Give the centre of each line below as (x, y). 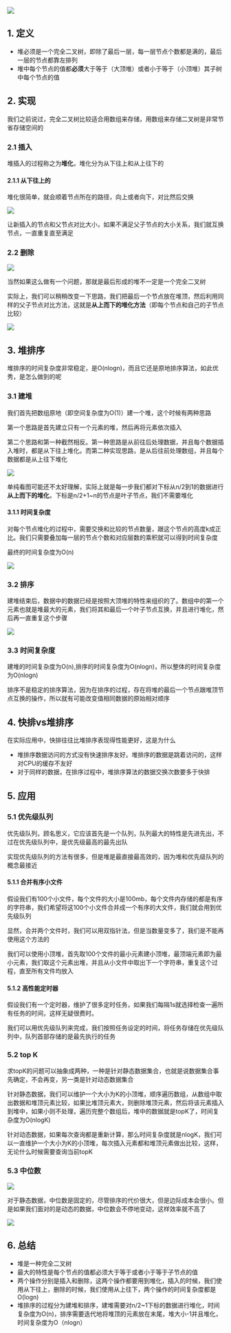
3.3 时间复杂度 (31, 650)
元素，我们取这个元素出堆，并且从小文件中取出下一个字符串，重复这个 (112, 963)
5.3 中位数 (24, 1171)
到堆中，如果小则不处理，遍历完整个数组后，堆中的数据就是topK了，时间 (110, 1111)
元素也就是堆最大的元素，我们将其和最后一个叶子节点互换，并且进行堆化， (112, 610)
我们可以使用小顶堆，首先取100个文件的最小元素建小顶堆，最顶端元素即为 (112, 954)
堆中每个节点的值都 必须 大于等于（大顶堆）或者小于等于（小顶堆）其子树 (119, 68)
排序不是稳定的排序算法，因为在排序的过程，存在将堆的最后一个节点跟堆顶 (112, 690)
